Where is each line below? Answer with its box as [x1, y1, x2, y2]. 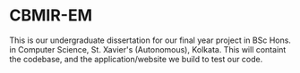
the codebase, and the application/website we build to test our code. [9, 53, 263, 64]
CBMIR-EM [9, 5, 92, 26]
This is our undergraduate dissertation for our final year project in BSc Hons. [9, 35, 291, 45]
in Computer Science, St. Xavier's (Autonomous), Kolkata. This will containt [9, 44, 287, 54]
